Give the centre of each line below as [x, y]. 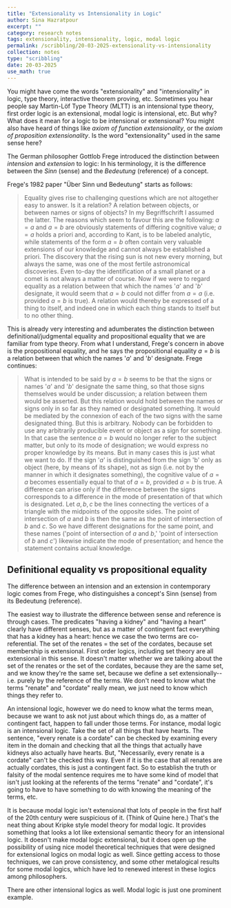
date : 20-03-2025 [32, 65]
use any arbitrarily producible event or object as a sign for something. [123, 430]
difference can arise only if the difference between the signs [110, 489]
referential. [22, 644]
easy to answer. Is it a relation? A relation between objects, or [111, 205]
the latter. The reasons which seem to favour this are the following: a [121, 219]
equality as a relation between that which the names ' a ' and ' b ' [113, 286]
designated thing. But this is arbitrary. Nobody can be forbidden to [118, 423]
